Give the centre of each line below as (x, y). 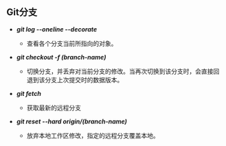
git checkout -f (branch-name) (61, 57)
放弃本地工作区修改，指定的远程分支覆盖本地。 (93, 135)
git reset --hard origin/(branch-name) (72, 121)
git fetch (29, 93)
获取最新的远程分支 (54, 108)
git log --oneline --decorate (57, 29)
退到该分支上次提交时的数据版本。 (75, 80)
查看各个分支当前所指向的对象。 (72, 43)
